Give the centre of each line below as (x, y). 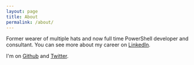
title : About (22, 17)
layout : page (22, 11)
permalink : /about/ (30, 22)
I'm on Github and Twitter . (37, 56)
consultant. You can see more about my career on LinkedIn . (78, 45)
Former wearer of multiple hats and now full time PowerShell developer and (97, 39)
